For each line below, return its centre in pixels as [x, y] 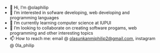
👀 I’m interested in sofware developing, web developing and [70, 13]
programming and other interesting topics [51, 33]
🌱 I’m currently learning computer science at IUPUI [61, 23]
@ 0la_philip [22, 45]
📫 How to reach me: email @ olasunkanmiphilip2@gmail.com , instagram [82, 38]
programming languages [34, 18]
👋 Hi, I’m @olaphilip [29, 7]
